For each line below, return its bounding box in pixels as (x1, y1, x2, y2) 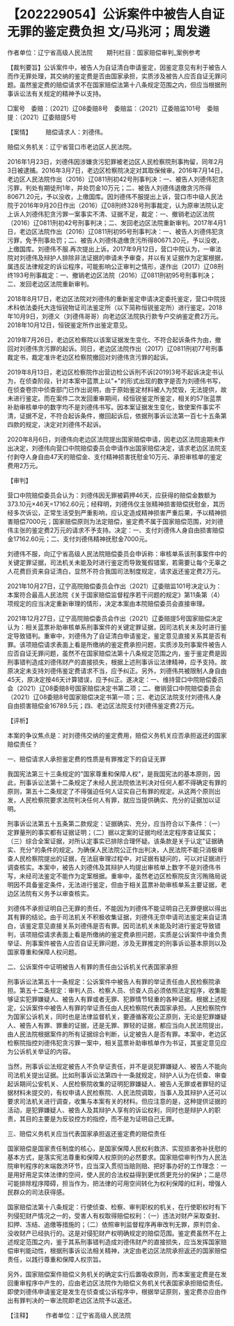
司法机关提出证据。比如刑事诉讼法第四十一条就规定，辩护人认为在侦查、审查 (7, 1070, 227, 1079)
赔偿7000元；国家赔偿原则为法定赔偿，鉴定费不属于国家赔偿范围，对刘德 (13, 517, 224, 525)
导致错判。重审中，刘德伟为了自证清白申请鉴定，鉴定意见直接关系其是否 (13, 632, 221, 640)
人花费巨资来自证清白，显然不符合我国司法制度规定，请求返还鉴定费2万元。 (7, 567, 225, 575)
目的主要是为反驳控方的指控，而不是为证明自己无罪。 (25, 1114, 178, 1123)
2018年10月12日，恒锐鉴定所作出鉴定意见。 (7, 321, 132, 329)
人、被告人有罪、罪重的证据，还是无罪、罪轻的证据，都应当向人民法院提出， (7, 1021, 227, 1029)
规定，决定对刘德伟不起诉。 (25, 420, 105, 428)
